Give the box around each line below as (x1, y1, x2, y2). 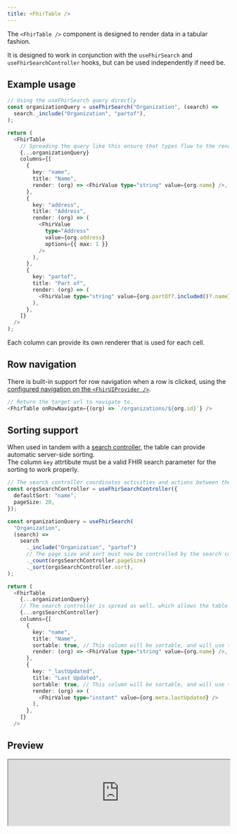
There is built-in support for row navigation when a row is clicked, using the (7, 377, 226, 385)
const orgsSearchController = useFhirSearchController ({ (7, 486, 178, 493)
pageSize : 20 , (13, 499, 55, 506)
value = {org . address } (44, 233, 105, 241)
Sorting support (7, 425, 79, 437)
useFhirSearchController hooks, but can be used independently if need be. (7, 58, 226, 67)
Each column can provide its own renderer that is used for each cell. (7, 338, 205, 347)
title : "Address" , (32, 208, 87, 215)
